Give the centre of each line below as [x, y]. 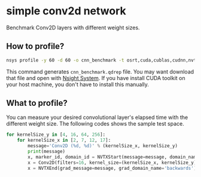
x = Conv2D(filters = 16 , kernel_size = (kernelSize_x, [94, 163]
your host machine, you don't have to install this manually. [78, 84]
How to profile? [35, 46]
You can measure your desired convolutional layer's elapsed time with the [97, 117]
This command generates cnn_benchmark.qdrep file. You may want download [100, 71]
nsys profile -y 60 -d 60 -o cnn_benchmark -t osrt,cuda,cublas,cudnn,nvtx [103, 60]
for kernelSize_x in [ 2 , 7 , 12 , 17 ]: [64, 141]
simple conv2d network [66, 11]
